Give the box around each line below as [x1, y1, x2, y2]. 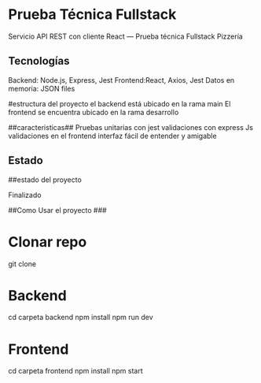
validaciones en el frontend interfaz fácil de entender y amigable [8, 131, 218, 140]
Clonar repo [8, 232, 87, 251]
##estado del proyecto [8, 175, 83, 184]
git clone [8, 258, 37, 269]
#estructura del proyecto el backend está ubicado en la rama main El [8, 99, 231, 108]
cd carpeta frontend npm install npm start [8, 366, 143, 376]
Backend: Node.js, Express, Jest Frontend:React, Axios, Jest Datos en [8, 75, 235, 84]
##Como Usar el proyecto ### [8, 205, 108, 214]
